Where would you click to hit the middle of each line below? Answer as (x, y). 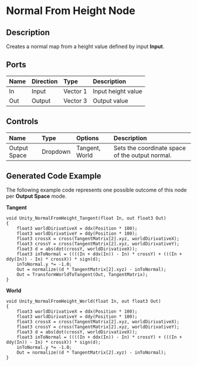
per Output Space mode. (36, 196)
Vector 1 (75, 91)
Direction (45, 81)
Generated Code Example (54, 176)
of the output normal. (142, 155)
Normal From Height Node (71, 11)
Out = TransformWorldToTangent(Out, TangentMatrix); (82, 275)
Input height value (118, 91)
